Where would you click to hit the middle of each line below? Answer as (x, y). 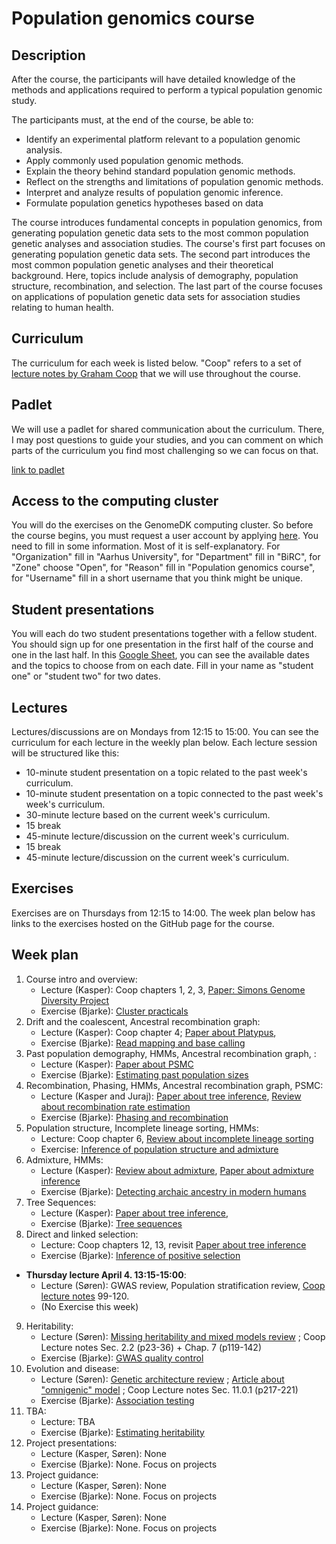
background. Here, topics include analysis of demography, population (155, 275)
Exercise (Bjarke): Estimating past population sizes (144, 1074)
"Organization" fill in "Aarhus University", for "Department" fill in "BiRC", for (166, 557)
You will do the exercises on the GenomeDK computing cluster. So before (162, 525)
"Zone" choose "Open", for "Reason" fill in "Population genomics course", (163, 568)
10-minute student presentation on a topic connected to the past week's (174, 794)
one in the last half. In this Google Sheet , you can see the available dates (160, 655)
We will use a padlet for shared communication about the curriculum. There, (168, 429)
